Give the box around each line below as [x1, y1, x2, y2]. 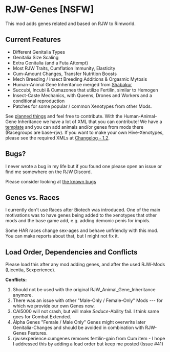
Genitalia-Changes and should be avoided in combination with [12, 324, 144, 331]
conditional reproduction [12, 98, 65, 104]
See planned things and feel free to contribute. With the [5, 113, 123, 119]
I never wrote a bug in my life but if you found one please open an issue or [5, 163, 162, 169]
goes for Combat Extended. [12, 314, 72, 320]
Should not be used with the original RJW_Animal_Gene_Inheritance [12, 287, 156, 293]
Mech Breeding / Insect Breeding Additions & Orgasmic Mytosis [12, 76, 147, 82]
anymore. [12, 292, 33, 298]
